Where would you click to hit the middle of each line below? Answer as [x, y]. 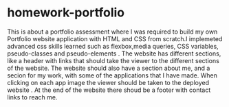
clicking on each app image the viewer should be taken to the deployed [108, 82]
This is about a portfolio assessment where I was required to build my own [112, 32]
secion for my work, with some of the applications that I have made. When [112, 75]
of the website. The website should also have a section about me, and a [109, 68]
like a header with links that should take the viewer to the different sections [113, 60]
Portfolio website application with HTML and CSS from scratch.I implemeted [115, 38]
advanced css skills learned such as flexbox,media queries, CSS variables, [113, 46]
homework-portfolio [66, 13]
